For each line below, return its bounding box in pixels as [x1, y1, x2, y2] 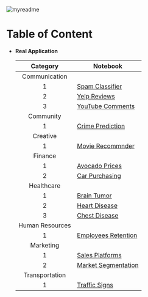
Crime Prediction [77, 122, 125, 130]
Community [28, 112, 62, 120]
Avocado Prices [77, 161, 122, 170]
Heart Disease [77, 201, 118, 210]
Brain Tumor [77, 191, 112, 200]
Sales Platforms [77, 251, 122, 259]
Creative [32, 131, 57, 140]
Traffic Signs [77, 280, 114, 289]
